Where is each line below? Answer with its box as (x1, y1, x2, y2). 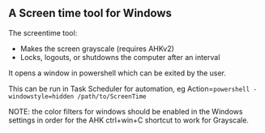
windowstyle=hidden (8, 92, 75, 101)
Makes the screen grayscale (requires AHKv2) (19, 44, 174, 54)
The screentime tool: (8, 28, 78, 37)
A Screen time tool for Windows (8, 6, 173, 20)
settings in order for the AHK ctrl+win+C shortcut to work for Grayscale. (8, 115, 250, 125)
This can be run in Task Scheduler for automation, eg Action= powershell (8, 84, 250, 93)
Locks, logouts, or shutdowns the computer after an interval (19, 52, 220, 62)
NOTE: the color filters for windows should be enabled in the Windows (8, 106, 243, 116)
